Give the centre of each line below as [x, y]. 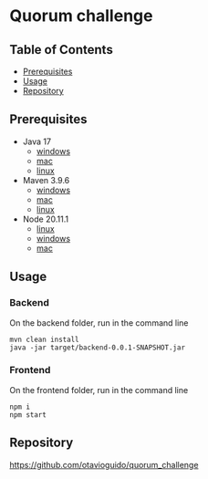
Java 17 [37, 141]
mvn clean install [44, 339]
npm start [28, 415]
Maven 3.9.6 [46, 180]
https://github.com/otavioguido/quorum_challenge [104, 464]
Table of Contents [62, 50]
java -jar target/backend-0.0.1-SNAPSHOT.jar [97, 348]
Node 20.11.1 [46, 219]
